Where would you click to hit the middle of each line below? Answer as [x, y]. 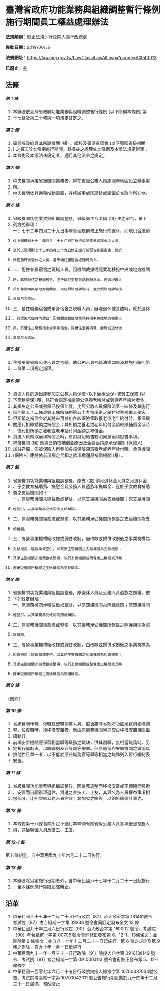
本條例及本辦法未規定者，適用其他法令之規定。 [60, 155]
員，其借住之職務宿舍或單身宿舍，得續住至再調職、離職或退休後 [67, 328]
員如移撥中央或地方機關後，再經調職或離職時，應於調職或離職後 [67, 290]
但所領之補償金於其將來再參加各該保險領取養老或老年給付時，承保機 [81, 418]
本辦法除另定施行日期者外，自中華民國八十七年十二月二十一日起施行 [81, 880]
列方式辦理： [25, 225]
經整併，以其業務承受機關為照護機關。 [46, 615]
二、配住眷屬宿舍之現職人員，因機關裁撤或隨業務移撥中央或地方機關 [81, 269]
